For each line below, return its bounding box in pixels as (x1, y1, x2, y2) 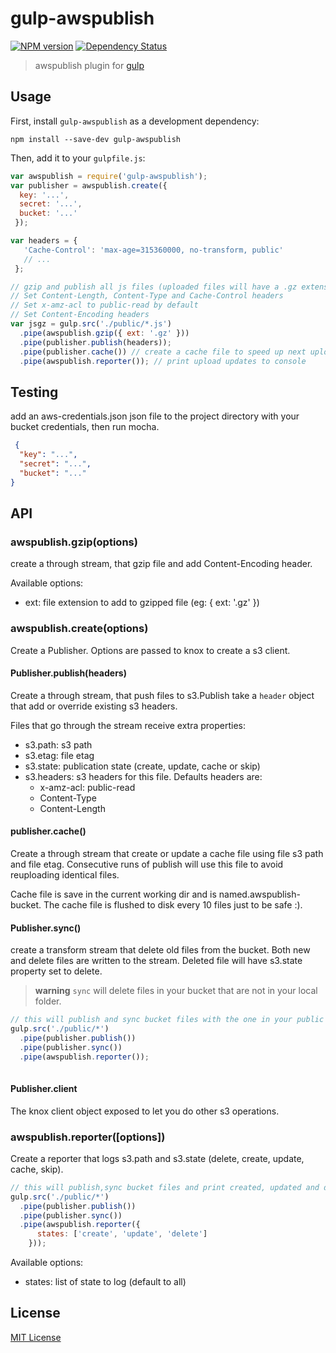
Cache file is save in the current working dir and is (10, 888, 217, 900)
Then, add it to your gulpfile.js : (10, 152, 146, 164)
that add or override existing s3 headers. (10, 700, 178, 712)
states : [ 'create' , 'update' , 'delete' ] (36, 1229, 208, 1239)
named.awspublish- (218, 888, 301, 900)
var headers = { (10, 236, 78, 246)
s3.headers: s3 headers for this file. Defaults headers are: (24, 770, 263, 782)
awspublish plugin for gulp (34, 59, 145, 71)
